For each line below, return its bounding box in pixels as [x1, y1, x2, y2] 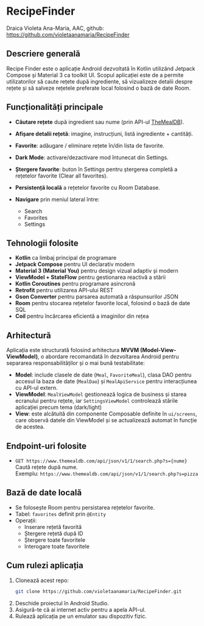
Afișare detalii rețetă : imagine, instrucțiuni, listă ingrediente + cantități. [15, 130, 194, 137]
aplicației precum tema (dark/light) [15, 404, 102, 411]
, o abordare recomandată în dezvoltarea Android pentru [37, 353, 180, 361]
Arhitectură [6, 330, 51, 340]
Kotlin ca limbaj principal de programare [15, 254, 117, 262]
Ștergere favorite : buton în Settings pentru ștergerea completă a [15, 165, 178, 173]
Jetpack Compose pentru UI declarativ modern [15, 261, 135, 268]
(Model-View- [139, 347, 177, 354]
